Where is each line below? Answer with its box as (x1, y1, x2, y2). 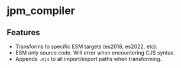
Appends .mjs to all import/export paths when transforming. (15, 56, 162, 62)
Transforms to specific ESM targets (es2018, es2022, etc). (15, 43, 158, 50)
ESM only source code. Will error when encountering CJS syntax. (15, 49, 175, 56)
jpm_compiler (7, 4, 76, 18)
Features (7, 28, 40, 38)
